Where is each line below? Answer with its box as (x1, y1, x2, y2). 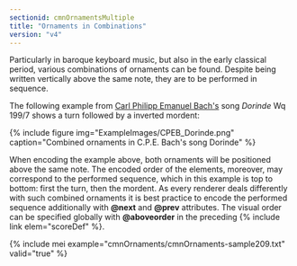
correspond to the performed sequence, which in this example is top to (9, 173, 273, 184)
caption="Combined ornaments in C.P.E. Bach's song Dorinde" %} (9, 137, 256, 148)
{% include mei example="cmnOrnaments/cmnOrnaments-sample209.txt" (9, 239, 285, 250)
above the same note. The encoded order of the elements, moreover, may (9, 164, 283, 175)
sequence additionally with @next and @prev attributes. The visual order (9, 202, 282, 213)
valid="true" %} (9, 248, 68, 259)
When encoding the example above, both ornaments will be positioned (9, 155, 272, 165)
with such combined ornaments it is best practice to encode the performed (9, 192, 288, 203)
